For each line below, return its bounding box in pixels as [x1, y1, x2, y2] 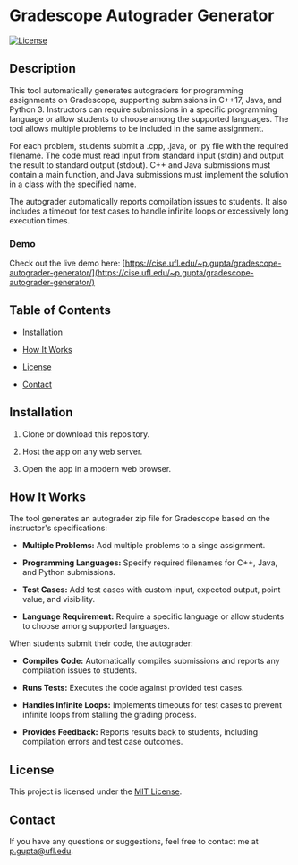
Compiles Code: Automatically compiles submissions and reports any [21, 656, 280, 667]
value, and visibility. [21, 594, 96, 605]
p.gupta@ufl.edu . [9, 845, 74, 857]
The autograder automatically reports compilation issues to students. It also [9, 196, 288, 206]
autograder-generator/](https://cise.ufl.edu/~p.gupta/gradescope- [9, 267, 255, 278]
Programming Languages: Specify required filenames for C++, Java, [21, 557, 278, 568]
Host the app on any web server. [21, 446, 143, 457]
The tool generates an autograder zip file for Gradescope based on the [9, 513, 271, 524]
